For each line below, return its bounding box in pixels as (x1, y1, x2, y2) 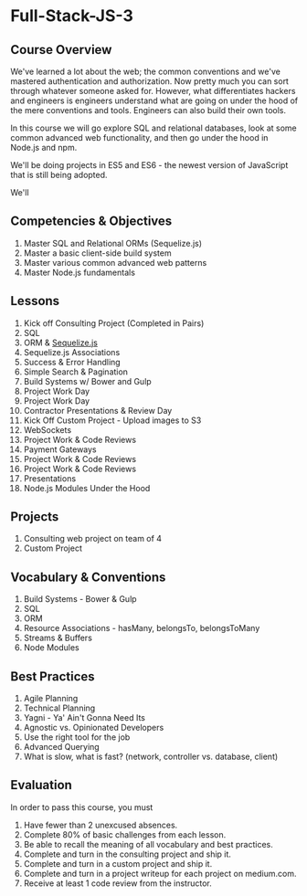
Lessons (10, 293, 60, 309)
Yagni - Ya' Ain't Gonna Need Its (23, 712, 145, 723)
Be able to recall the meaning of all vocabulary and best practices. (23, 838, 273, 849)
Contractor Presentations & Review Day (23, 405, 173, 416)
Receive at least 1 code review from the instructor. (23, 878, 213, 889)
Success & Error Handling (23, 356, 122, 367)
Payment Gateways (23, 444, 97, 455)
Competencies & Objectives (10, 214, 173, 229)
